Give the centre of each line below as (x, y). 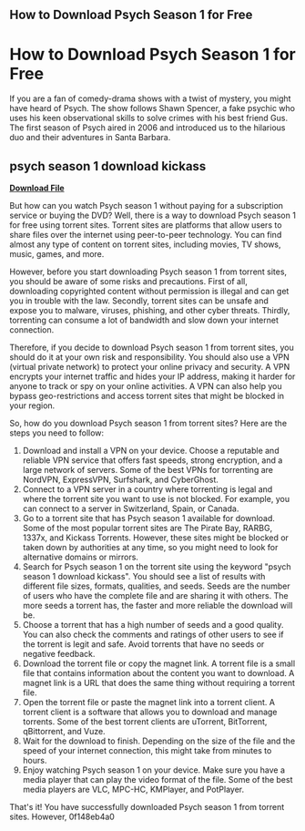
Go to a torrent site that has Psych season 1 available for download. (149, 518)
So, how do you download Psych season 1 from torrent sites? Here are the (148, 424)
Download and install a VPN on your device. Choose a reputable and (151, 451)
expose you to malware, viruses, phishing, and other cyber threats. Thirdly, (150, 311)
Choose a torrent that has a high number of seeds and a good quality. (153, 625)
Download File (37, 188)
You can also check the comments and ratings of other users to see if (153, 635)
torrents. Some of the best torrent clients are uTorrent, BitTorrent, (145, 722)
